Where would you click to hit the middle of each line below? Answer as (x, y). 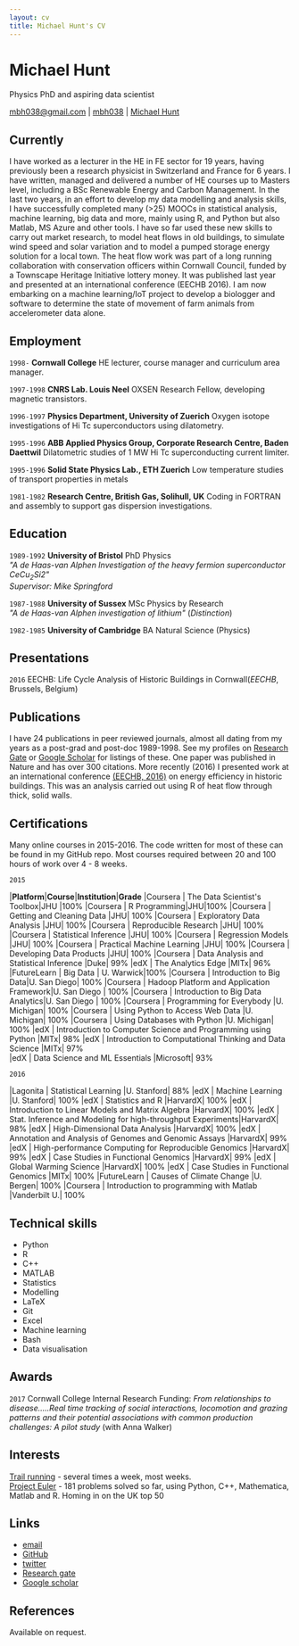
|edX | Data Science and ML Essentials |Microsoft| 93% (111, 1058)
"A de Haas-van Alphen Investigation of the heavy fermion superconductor (147, 565)
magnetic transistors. (48, 399)
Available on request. (48, 1633)
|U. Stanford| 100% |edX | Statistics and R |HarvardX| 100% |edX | (131, 1100)
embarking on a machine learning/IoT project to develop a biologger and (142, 294)
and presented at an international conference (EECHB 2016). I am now (138, 285)
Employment (46, 341)
